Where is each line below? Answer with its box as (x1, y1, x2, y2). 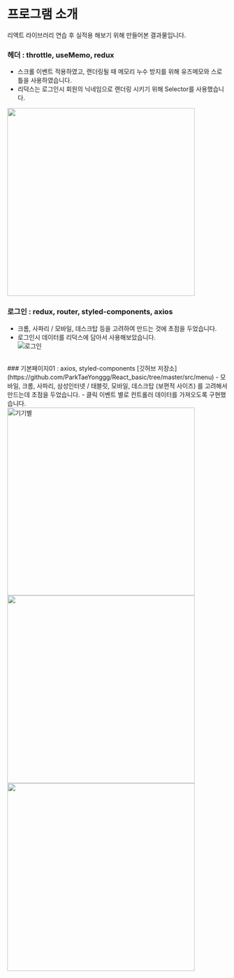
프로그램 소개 (7, 6, 78, 22)
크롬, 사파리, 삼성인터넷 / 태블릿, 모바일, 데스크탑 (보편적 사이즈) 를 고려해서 (22, 381, 228, 390)
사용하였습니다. (30, 76, 72, 85)
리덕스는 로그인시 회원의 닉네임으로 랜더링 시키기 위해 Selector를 (17, 85, 195, 93)
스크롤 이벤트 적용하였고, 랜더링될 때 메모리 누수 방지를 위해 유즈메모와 (17, 67, 210, 76)
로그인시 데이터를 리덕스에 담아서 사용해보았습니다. (17, 333, 156, 341)
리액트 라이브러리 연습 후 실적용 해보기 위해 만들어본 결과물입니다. (7, 31, 187, 39)
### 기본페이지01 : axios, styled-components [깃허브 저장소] (7, 364, 177, 372)
